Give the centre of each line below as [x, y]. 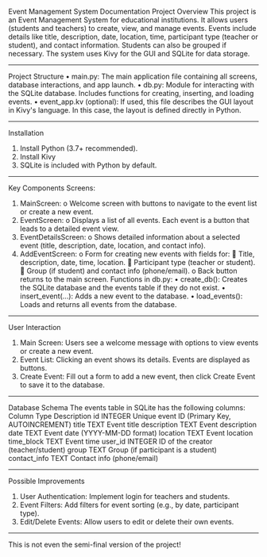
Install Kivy [38, 157]
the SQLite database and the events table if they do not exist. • [123, 288]
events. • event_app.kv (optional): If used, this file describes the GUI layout [131, 102]
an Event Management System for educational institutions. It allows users [128, 20]
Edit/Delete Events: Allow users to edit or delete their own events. [127, 522]
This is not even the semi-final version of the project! [95, 544]
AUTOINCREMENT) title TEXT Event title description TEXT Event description [132, 424]
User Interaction [35, 327]
